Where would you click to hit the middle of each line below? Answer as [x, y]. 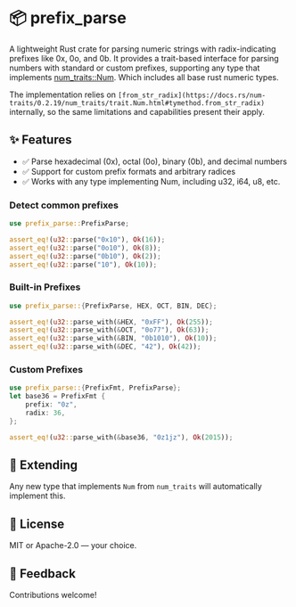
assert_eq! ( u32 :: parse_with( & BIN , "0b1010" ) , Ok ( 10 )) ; [113, 339]
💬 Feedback [42, 574]
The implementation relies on [63, 94]
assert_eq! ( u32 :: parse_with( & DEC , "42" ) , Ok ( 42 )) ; [105, 347]
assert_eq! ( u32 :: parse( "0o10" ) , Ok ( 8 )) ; [86, 248]
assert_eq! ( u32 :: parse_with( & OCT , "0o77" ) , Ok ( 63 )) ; [109, 330]
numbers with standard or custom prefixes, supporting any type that [135, 68]
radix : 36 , [45, 413]
